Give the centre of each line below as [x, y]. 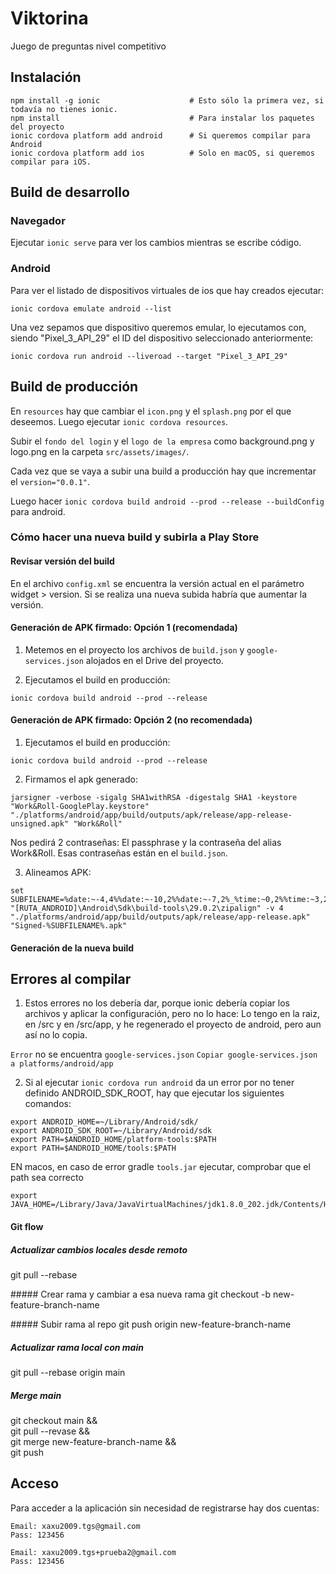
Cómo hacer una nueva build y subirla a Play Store [135, 537]
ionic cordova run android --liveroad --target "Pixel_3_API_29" [149, 356]
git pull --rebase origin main [68, 1373]
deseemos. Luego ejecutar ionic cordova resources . [119, 421]
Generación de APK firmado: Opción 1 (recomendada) [124, 628]
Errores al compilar [71, 979]
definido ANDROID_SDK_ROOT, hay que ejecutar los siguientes [154, 1093]
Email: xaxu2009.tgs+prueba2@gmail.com [93, 1552]
